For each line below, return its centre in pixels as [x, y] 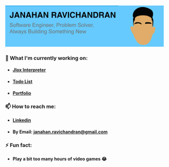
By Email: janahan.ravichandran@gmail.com [60, 132]
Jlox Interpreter [29, 70]
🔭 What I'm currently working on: [47, 58]
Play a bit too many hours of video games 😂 [60, 159]
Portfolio [22, 93]
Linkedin [22, 120]
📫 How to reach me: [31, 106]
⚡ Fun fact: [19, 145]
